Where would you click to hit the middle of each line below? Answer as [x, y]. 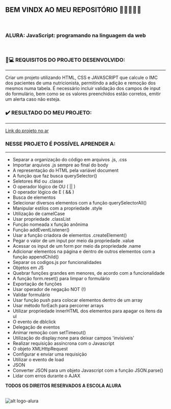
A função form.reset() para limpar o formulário [61, 279]
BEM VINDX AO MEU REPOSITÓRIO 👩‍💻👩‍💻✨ [73, 10]
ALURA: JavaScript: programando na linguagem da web [76, 35]
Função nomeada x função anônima [50, 224]
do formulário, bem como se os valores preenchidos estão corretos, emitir [83, 94]
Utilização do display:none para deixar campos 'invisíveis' [74, 338]
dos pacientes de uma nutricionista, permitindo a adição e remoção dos [81, 83]
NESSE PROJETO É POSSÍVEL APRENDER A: [61, 143]
